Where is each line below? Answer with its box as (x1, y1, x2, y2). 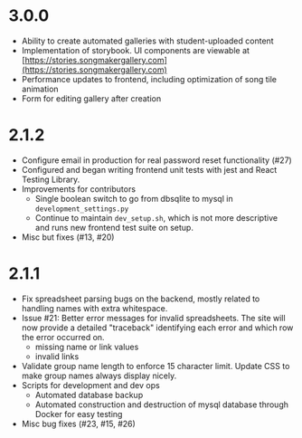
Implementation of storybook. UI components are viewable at (21, 44, 250, 55)
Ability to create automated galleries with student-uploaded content (21, 35, 274, 46)
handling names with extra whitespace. (21, 302, 168, 313)
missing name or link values (34, 341, 139, 352)
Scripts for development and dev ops (21, 379, 160, 390)
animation (21, 83, 60, 94)
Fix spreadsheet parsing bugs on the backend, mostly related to (21, 293, 260, 304)
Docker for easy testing (34, 408, 123, 419)
